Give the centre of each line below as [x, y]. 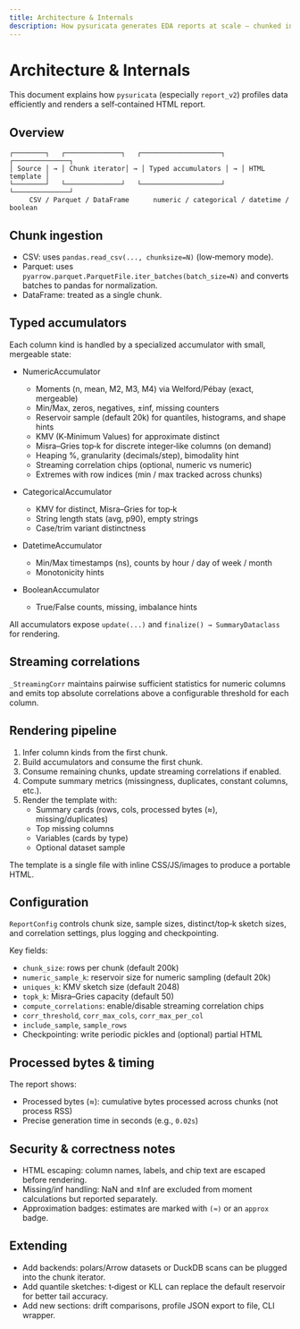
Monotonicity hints [70, 572]
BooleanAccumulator [61, 589]
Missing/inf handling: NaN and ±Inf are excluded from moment [137, 1189]
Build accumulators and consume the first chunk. [112, 762]
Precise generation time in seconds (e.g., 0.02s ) [110, 1120]
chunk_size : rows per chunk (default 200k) [100, 968]
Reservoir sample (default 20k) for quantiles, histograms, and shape [161, 417]
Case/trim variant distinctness [91, 528]
